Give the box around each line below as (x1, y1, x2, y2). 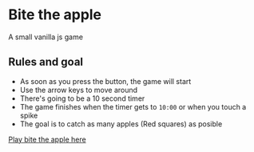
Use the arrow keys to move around (19, 85, 138, 94)
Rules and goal (8, 55, 84, 69)
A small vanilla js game (8, 32, 84, 42)
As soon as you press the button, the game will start (19, 76, 192, 86)
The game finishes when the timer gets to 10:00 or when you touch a (19, 102, 247, 111)
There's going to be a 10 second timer (19, 94, 145, 103)
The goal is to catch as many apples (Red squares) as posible (19, 118, 223, 129)
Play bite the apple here (8, 134, 86, 144)
